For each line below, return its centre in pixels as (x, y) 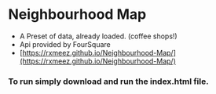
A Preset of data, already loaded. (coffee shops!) (99, 36)
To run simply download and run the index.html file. (109, 81)
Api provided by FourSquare (65, 44)
